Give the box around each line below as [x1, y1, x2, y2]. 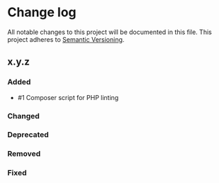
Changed [7, 111, 40, 121]
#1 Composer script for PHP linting [17, 93, 119, 101]
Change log [7, 4, 77, 21]
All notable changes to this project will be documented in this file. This [7, 28, 213, 36]
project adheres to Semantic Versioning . [7, 35, 125, 43]
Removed [7, 149, 41, 159]
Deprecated [7, 130, 50, 140]
